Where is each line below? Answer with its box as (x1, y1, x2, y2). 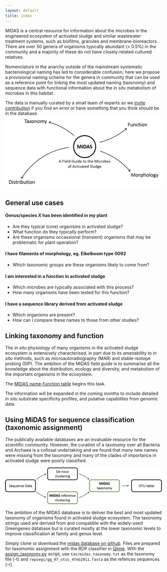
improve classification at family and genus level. (5, 531, 103, 537)
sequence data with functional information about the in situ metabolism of (5, 85, 157, 91)
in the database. (5, 110, 38, 116)
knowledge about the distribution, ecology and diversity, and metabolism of (5, 366, 160, 372)
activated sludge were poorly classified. (5, 458, 87, 464)
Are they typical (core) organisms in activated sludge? (12, 223, 123, 229)
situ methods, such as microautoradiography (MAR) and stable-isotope (5, 356, 151, 362)
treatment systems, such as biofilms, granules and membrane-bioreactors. (5, 38, 158, 44)
